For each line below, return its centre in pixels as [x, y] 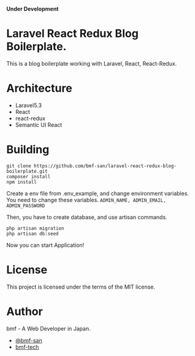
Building [28, 150]
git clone [19, 166]
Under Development [32, 9]
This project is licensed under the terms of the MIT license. [81, 287]
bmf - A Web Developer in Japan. [48, 328]
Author [25, 311]
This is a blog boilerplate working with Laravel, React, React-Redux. [92, 63]
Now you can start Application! [45, 245]
